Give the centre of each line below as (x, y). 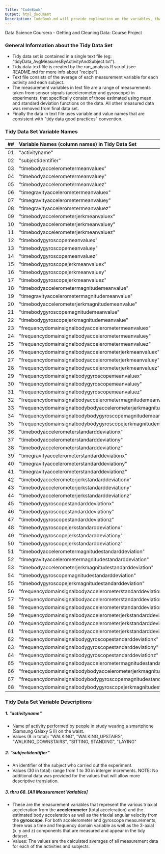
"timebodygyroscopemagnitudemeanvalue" (69, 312)
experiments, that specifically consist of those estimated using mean (82, 98)
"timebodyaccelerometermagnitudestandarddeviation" (82, 551)
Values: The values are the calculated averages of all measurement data (85, 841)
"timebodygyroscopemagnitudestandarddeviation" (77, 575)
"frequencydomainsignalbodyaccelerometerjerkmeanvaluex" (89, 352)
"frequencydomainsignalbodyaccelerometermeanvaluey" (85, 336)
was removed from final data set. (46, 108)
